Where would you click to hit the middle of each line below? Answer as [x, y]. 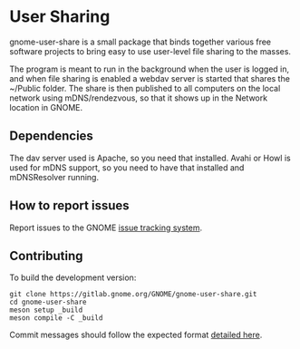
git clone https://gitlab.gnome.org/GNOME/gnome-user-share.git [133, 295]
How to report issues [69, 206]
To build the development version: [73, 277]
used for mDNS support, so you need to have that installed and [127, 167]
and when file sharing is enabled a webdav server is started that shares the [150, 78]
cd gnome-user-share [48, 302]
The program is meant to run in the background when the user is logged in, [150, 69]
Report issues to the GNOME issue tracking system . [106, 228]
